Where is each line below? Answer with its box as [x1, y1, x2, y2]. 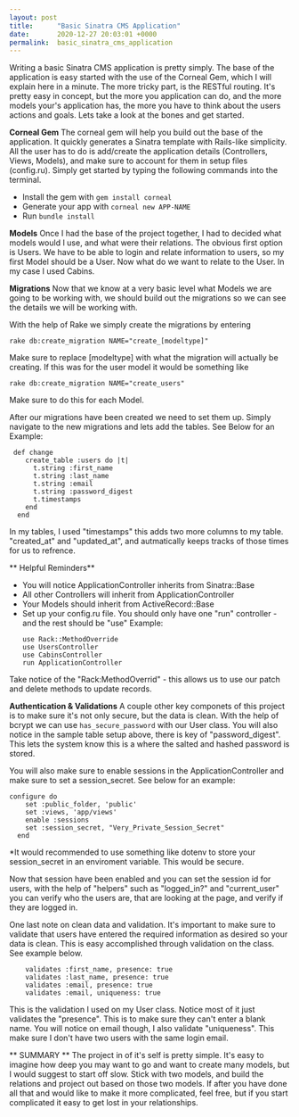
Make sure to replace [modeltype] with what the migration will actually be [9, 352, 279, 363]
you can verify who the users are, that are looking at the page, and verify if [9, 893, 284, 904]
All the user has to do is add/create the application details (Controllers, [9, 146, 269, 157]
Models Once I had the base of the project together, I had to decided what [9, 228, 282, 239]
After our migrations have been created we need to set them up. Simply [9, 412, 271, 423]
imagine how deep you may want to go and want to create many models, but [9, 1059, 290, 1071]
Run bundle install [21, 211, 95, 221]
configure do [9, 792, 58, 801]
